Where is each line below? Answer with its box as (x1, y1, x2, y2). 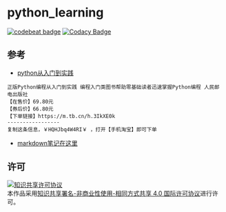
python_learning (7, 5, 104, 21)
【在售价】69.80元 (7, 98, 54, 105)
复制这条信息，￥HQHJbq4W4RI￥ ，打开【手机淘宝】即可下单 (7, 126, 157, 133)
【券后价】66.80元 (7, 105, 54, 113)
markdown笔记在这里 (17, 139, 78, 147)
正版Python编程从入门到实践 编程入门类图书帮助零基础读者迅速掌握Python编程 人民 (7, 84, 215, 91)
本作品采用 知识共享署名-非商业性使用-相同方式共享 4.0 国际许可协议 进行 (7, 189, 212, 197)
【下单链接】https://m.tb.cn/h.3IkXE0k (7, 113, 116, 119)
